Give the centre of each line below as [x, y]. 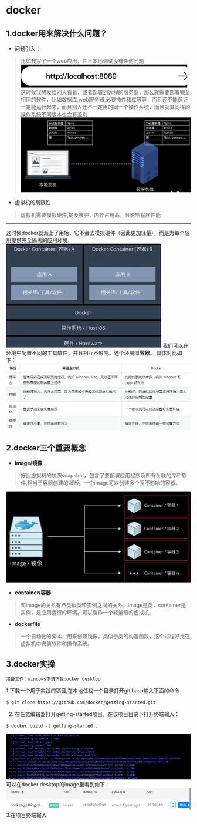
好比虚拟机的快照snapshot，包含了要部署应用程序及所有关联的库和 [101, 476]
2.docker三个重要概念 [46, 448]
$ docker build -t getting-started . [52, 726]
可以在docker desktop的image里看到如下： [58, 784]
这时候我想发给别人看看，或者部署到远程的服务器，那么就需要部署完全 [105, 92]
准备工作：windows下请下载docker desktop [53, 679]
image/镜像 [28, 463]
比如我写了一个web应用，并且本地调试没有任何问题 [82, 61]
